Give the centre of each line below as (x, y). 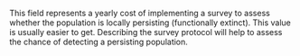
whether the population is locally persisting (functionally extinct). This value (150, 23)
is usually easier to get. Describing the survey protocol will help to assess (146, 32)
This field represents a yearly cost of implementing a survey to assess (140, 13)
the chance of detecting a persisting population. (98, 42)
